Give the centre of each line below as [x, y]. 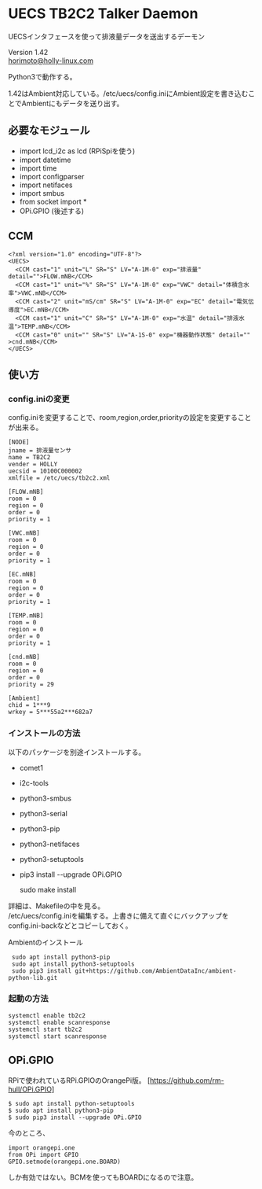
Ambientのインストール [46, 942]
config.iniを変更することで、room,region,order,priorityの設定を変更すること [130, 418]
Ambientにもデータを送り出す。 [73, 103]
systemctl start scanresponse [58, 1036]
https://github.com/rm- [187, 1080]
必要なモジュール [49, 131]
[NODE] [19, 442]
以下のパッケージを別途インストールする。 [77, 752]
